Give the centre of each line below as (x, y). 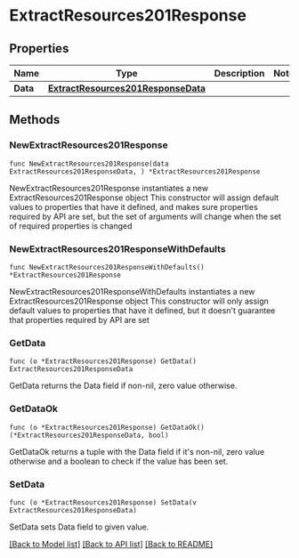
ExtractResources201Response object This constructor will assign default (144, 198)
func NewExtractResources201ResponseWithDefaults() (107, 267)
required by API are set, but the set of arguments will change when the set (145, 216)
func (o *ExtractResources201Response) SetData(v (103, 502)
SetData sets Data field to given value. (79, 527)
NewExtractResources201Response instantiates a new (109, 188)
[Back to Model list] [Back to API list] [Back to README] (111, 544)
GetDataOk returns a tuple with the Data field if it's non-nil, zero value (137, 451)
